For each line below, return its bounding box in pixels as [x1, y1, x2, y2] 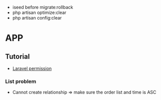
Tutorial [5, 52, 30, 60]
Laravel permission [12, 65, 52, 71]
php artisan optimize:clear [12, 9, 66, 15]
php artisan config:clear [12, 15, 62, 20]
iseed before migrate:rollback [12, 4, 73, 10]
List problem [5, 77, 36, 84]
